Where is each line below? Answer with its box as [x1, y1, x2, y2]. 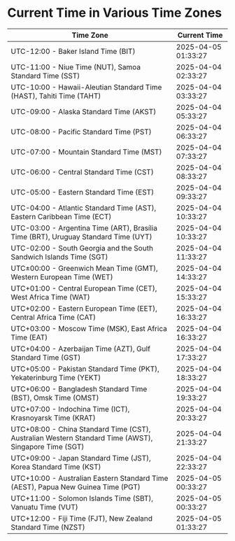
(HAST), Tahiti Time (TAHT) [10, 91, 101, 101]
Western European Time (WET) [10, 272, 113, 281]
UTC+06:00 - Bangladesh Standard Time [10, 384, 148, 393]
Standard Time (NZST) [10, 522, 85, 532]
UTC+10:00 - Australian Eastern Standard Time [10, 473, 169, 483]
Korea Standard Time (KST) [10, 462, 101, 472]
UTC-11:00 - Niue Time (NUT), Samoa [10, 62, 141, 71]
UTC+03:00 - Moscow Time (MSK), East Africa [10, 323, 168, 333]
